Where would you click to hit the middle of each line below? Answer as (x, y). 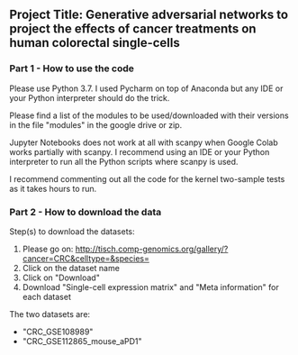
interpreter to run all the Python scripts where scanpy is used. (124, 161)
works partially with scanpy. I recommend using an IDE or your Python (140, 151)
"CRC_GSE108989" (58, 332)
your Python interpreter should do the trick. (90, 97)
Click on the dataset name (71, 268)
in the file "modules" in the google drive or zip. (96, 124)
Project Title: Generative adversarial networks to (149, 15)
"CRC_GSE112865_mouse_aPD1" (82, 341)
